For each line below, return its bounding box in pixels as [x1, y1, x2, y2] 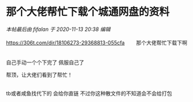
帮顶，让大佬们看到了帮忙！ [6, 71, 73, 78]
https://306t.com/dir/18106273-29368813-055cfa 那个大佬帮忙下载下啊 [6, 39, 188, 46]
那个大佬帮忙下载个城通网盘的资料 [6, 5, 170, 19]
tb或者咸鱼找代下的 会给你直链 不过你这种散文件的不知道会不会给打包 [6, 90, 173, 97]
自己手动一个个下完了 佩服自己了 [6, 59, 85, 66]
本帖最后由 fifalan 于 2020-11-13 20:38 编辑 [6, 26, 111, 33]
